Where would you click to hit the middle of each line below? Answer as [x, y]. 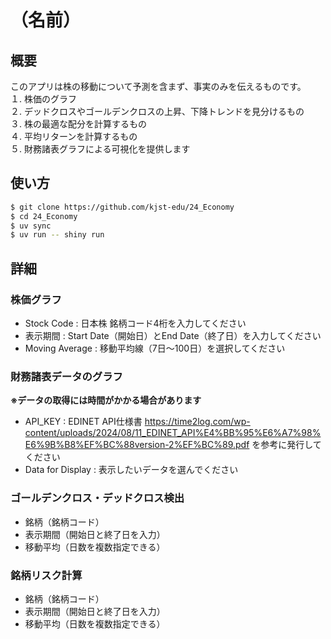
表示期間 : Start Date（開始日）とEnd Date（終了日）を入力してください [173, 335]
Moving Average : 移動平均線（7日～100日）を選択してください [155, 348]
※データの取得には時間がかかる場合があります [106, 400]
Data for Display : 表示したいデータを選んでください [131, 470]
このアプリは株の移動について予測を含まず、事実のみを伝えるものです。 [158, 86]
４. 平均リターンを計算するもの [74, 136]
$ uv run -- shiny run [57, 235]
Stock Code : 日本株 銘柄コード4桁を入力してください [135, 323]
